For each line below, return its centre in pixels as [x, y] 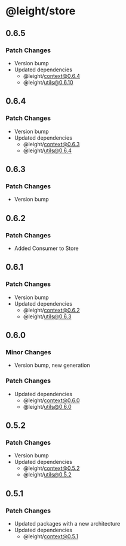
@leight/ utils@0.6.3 [47, 316]
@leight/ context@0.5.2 [51, 468]
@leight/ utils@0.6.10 [48, 82]
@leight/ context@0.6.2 [51, 310]
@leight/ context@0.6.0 [51, 400]
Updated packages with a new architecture [67, 523]
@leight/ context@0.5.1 [51, 536]
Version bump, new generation [52, 365]
